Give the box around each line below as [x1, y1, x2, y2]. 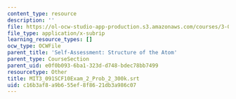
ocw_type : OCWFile [7, 43, 61, 49]
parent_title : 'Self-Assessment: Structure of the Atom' [7, 49, 178, 56]
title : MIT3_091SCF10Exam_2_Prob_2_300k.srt [7, 75, 140, 82]
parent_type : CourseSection [7, 56, 90, 63]
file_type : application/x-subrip [7, 29, 105, 37]
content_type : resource [7, 10, 77, 17]
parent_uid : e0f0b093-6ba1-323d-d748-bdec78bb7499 [7, 62, 159, 69]
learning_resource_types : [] [7, 36, 93, 43]
